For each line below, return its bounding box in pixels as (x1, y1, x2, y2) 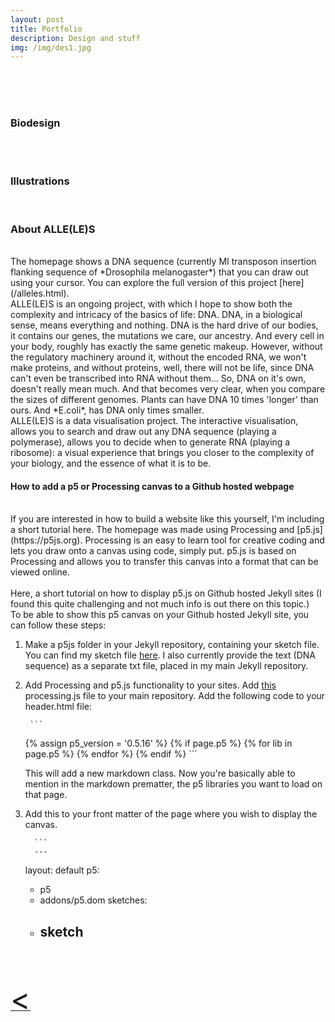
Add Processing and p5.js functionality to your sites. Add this (24, 679, 277, 691)
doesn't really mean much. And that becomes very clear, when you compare (10, 383, 326, 395)
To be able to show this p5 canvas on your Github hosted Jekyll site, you (10, 609, 310, 621)
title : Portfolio (10, 24, 83, 34)
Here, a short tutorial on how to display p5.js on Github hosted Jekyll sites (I (10, 587, 322, 600)
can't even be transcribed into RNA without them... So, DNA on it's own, (10, 372, 307, 385)
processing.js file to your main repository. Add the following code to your (24, 690, 326, 702)
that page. (24, 789, 68, 801)
